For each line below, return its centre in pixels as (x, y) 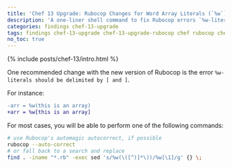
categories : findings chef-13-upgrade (63, 26)
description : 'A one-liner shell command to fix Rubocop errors (101, 20)
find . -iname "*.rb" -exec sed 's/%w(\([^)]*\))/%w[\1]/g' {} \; (105, 157)
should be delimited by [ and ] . (82, 80)
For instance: (26, 93)
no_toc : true (26, 39)
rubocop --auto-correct (41, 144)
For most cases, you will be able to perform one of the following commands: (116, 125)
